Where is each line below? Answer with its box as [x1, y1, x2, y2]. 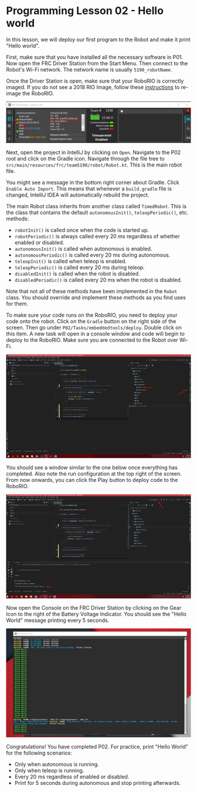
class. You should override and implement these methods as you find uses [6, 294, 186, 301]
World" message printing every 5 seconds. [6, 617, 110, 624]
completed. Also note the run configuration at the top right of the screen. [6, 470, 182, 477]
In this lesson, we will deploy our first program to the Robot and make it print [6, 36, 191, 43]
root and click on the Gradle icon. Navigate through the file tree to [6, 155, 165, 162]
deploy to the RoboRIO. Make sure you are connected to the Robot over [6, 336, 179, 344]
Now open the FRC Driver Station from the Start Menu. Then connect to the [6, 60, 188, 67]
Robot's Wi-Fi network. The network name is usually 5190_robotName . [6, 66, 172, 73]
